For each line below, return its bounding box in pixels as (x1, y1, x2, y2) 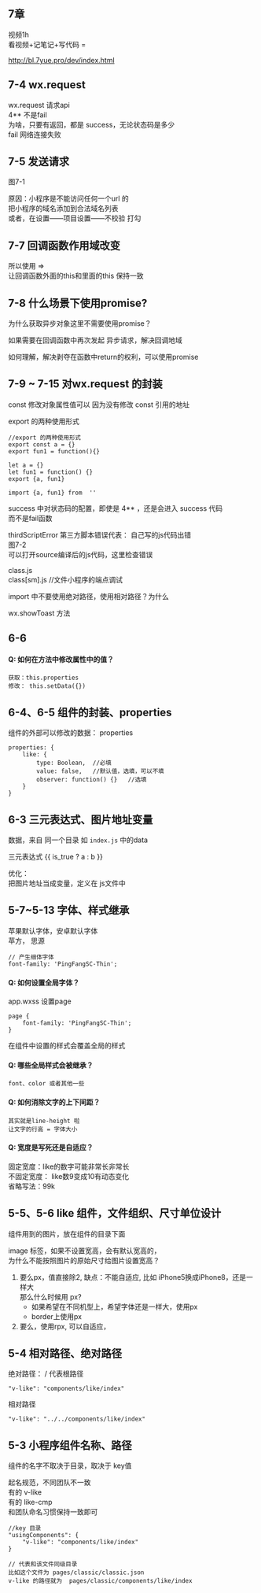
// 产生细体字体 (8, 953, 54, 961)
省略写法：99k (8, 1181, 56, 1191)
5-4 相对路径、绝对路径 (8, 1347, 123, 1360)
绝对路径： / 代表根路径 (8, 1369, 84, 1379)
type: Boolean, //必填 (36, 759, 112, 767)
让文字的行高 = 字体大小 (8, 1125, 78, 1133)
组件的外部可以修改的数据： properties (8, 728, 134, 737)
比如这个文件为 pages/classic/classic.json (8, 1569, 145, 1576)
